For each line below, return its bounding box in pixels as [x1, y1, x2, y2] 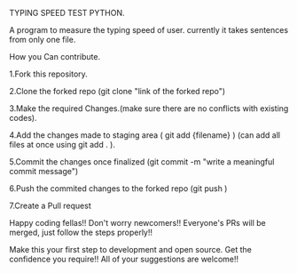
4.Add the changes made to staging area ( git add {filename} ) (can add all [9, 130, 281, 141]
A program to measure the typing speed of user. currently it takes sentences [9, 25, 289, 35]
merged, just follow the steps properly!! [9, 227, 153, 237]
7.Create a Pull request [9, 200, 91, 211]
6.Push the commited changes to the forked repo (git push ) [9, 183, 228, 194]
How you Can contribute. [9, 52, 100, 61]
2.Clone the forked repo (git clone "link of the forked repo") [9, 86, 226, 96]
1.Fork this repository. [9, 68, 89, 79]
